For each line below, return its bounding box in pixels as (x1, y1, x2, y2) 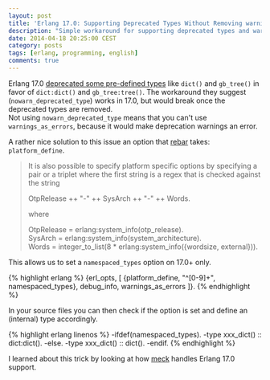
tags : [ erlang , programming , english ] (8, 49, 138, 57)
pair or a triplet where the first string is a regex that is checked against (27, 170, 261, 179)
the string (27, 178, 60, 187)
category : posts (8, 42, 63, 50)
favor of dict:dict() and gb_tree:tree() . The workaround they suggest (8, 87, 247, 96)
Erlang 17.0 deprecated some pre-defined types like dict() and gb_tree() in (8, 78, 260, 88)
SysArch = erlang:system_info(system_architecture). (27, 233, 202, 243)
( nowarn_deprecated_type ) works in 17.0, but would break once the (8, 96, 226, 105)
